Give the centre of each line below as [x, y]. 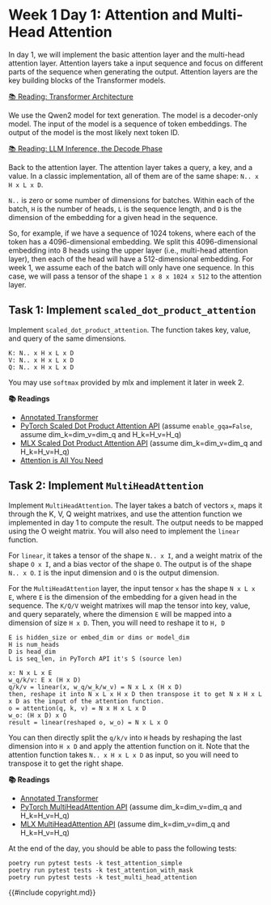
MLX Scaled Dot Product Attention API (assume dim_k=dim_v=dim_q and [141, 443]
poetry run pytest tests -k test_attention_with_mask [101, 870]
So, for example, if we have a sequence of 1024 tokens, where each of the [132, 233]
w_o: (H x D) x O [38, 715]
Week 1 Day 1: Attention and [103, 15]
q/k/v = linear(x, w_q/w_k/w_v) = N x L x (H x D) [95, 687]
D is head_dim [32, 652]
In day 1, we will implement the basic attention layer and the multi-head [127, 54]
